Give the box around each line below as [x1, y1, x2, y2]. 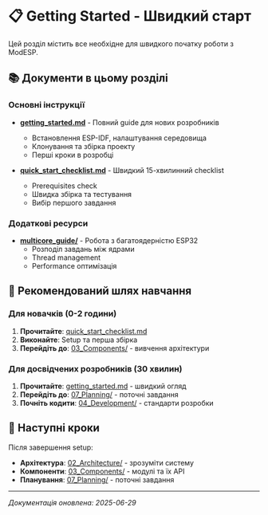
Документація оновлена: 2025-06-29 [8, 497, 137, 507]
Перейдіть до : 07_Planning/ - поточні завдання [19, 389, 179, 399]
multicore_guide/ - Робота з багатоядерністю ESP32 [19, 235, 199, 245]
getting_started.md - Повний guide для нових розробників [19, 117, 219, 127]
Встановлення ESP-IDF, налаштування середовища [31, 133, 207, 143]
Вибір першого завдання [31, 198, 116, 207]
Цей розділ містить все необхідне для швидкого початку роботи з [8, 38, 234, 49]
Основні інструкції [8, 100, 85, 111]
